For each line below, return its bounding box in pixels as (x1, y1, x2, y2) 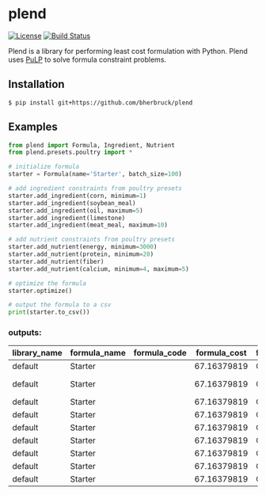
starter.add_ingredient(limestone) (8, 214, 126, 222)
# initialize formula (8, 163, 80, 171)
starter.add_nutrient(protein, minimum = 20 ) (8, 250, 154, 258)
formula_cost (196, 348, 247, 359)
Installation (8, 78, 65, 91)
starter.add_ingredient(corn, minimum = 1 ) (8, 192, 147, 200)
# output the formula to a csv (8, 301, 112, 309)
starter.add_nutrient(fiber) (8, 257, 104, 265)
